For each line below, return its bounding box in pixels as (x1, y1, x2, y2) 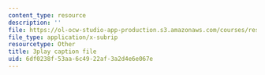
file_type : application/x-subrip (8, 33, 118, 41)
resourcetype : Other (8, 41, 77, 48)
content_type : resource (8, 11, 87, 20)
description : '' (8, 19, 62, 27)
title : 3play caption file (8, 48, 97, 55)
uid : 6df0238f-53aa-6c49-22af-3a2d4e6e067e (8, 55, 154, 63)
